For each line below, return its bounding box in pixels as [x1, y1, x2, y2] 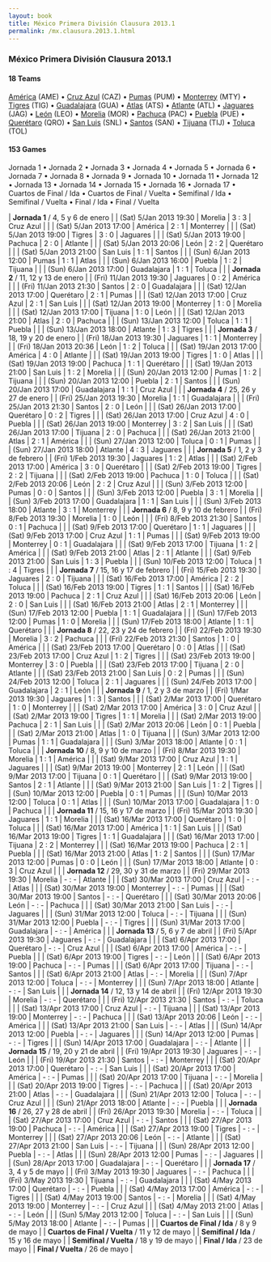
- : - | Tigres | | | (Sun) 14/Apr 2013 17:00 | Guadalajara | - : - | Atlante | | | [8, 1037, 251, 1048]
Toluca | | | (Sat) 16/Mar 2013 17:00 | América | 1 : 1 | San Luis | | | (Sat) [8, 823, 243, 832]
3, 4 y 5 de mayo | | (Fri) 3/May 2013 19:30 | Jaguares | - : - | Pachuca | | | [8, 1167, 255, 1176]
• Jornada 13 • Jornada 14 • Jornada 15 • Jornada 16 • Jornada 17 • [8, 180, 236, 189]
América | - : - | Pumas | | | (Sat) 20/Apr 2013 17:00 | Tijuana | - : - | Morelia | [8, 1072, 263, 1082]
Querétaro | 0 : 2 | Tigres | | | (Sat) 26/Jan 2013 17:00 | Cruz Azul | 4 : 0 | [8, 410, 249, 420]
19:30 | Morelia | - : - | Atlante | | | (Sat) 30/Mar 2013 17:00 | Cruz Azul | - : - [8, 875, 260, 884]
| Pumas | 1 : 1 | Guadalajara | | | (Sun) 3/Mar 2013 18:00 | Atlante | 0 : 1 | [8, 737, 248, 747]
